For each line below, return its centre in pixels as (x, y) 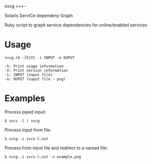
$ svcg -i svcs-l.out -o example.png (43, 157)
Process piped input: (25, 112)
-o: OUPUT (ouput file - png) (35, 79)
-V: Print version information (36, 70)
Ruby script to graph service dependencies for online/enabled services (76, 25)
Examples (25, 98)
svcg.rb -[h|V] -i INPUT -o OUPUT (40, 58)
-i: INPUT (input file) (29, 75)
